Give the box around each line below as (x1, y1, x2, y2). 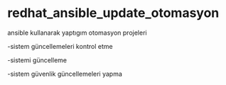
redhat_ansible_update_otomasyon (7, 5, 220, 21)
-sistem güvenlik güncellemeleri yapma (7, 69, 123, 78)
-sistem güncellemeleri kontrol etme (7, 42, 113, 50)
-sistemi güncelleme (7, 55, 68, 64)
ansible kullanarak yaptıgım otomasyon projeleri (7, 28, 147, 37)
